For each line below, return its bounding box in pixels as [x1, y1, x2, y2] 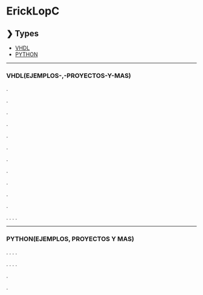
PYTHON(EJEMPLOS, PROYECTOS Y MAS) [6, 235, 135, 243]
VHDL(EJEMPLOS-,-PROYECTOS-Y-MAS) [6, 71, 132, 80]
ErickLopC [6, 4, 60, 18]
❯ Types [6, 28, 39, 39]
